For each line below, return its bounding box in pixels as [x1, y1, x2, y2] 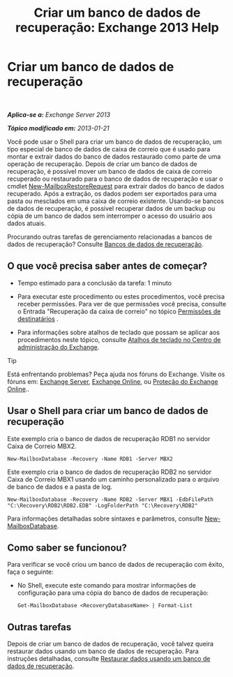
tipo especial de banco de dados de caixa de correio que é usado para [7, 144, 211, 153]
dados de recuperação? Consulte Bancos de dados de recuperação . [7, 239, 204, 248]
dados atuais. [7, 218, 47, 228]
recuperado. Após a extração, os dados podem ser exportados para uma [7, 189, 217, 198]
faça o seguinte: [7, 567, 54, 576]
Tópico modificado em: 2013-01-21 [7, 124, 110, 132]
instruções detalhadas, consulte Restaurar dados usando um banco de [7, 655, 211, 663]
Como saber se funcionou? [7, 542, 128, 553]
